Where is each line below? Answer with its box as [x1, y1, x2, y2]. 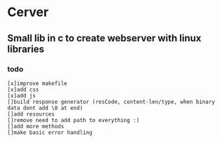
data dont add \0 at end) [7, 104, 83, 111]
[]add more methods [7, 123, 65, 130]
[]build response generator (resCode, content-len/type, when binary [7, 98, 216, 105]
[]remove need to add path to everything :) [7, 116, 140, 123]
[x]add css [7, 86, 39, 93]
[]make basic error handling [7, 129, 93, 136]
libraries [7, 43, 44, 55]
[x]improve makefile [7, 80, 68, 87]
